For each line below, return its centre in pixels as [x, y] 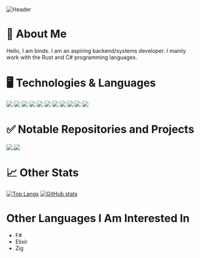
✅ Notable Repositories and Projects [100, 129]
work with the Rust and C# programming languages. [72, 57]
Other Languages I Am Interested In [98, 218]
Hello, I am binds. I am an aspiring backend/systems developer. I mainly [96, 51]
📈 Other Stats [43, 173]
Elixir [21, 242]
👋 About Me [37, 34]
